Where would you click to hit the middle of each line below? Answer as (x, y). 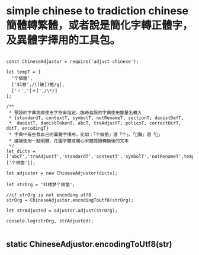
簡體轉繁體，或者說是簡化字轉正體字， (100, 26)
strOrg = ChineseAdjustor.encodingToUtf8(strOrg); (70, 200)
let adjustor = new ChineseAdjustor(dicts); (62, 173)
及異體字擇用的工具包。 (63, 40)
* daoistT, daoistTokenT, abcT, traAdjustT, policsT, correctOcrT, (95, 123)
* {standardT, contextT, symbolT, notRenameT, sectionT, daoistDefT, (96, 118)
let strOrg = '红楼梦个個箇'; (41, 184)
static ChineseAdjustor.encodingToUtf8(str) (89, 244)
